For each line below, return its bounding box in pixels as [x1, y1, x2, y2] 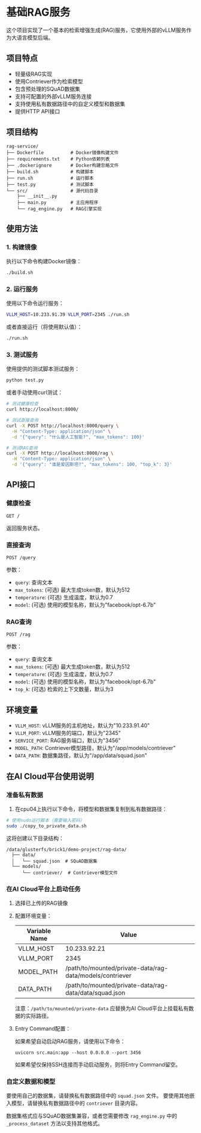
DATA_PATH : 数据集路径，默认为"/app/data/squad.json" [14, 752, 148, 759]
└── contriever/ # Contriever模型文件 [22, 870, 118, 876]
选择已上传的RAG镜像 [14, 899, 68, 906]
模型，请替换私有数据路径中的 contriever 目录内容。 [11, 1099, 141, 1107]
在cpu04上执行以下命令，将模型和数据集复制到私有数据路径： [14, 805, 167, 812]
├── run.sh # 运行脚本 [6, 175, 94, 181]
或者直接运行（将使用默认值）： [6, 323, 83, 330]
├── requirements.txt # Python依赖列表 [6, 156, 110, 162]
